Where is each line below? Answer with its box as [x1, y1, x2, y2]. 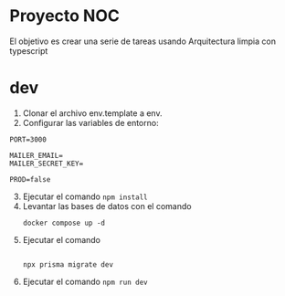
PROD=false [9, 174, 51, 184]
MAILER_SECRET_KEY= [9, 159, 84, 168]
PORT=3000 [9, 134, 47, 144]
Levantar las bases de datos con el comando [22, 200, 192, 211]
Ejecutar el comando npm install [22, 191, 148, 202]
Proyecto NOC [9, 5, 121, 26]
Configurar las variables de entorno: [22, 117, 159, 128]
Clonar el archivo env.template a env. [22, 107, 163, 119]
